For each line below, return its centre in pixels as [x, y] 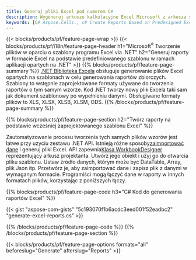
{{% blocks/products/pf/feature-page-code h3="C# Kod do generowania [94, 192]
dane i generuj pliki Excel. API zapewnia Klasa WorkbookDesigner [84, 150]
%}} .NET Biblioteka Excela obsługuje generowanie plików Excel [107, 71]
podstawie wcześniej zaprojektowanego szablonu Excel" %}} [80, 126]
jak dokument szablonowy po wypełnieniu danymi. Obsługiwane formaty [93, 96]
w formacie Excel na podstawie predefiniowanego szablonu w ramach [90, 58]
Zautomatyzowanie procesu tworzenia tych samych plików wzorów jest [92, 137]
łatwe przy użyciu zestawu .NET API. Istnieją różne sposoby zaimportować [95, 143]
